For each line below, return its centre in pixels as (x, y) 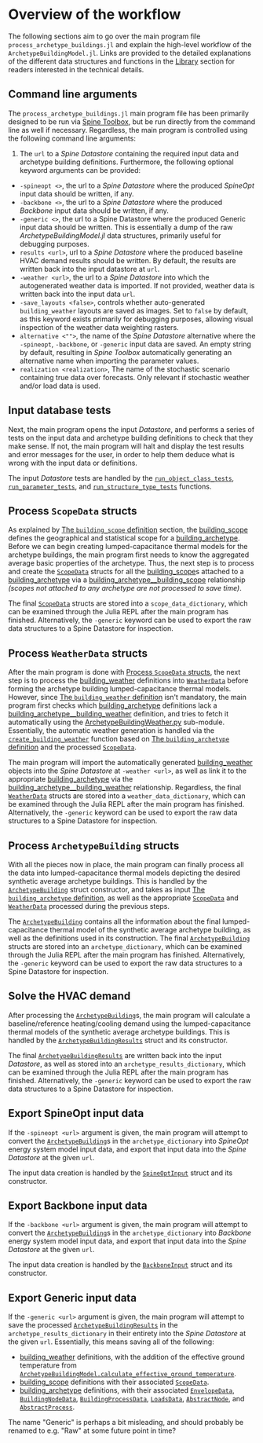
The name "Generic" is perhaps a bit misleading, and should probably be (126, 1423)
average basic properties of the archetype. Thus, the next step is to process (131, 563)
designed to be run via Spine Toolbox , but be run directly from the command (132, 121)
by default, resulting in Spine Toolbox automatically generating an (126, 352)
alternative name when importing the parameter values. (109, 361)
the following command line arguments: (72, 138)
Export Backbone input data (78, 1206)
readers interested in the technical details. (76, 69)
